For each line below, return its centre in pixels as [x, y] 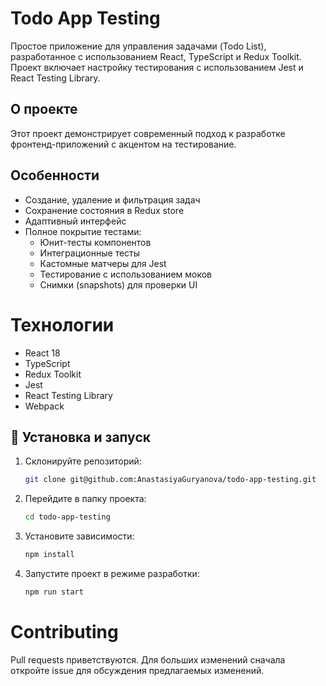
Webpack [44, 406]
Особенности [55, 175]
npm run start [54, 592]
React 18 [42, 353]
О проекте [44, 109]
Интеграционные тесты [90, 253]
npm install [49, 555]
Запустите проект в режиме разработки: [112, 573]
